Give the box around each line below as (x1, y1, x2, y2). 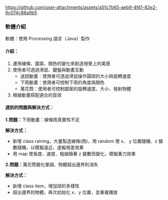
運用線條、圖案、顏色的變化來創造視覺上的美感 (12, 60, 110, 66)
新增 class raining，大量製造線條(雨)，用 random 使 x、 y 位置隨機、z (12, 138, 158, 144)
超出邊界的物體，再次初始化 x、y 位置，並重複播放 (12, 189, 118, 195)
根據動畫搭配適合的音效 (12, 92, 62, 98)
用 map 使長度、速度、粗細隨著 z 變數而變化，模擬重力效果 (12, 151, 136, 157)
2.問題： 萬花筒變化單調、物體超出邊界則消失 (5, 161, 99, 167)
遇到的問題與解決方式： (5, 105, 54, 111)
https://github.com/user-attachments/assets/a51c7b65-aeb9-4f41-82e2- (5, 5, 158, 10)
